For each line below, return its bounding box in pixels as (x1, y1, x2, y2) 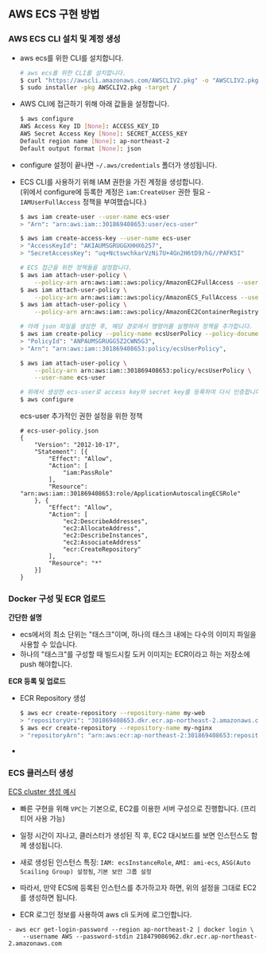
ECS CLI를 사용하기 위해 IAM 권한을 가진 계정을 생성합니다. (19, 177, 204, 186)
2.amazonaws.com (8, 940, 62, 948)
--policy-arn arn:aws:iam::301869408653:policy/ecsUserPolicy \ (34, 366, 252, 374)
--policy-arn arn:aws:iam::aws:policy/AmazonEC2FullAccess (34, 278, 234, 287)
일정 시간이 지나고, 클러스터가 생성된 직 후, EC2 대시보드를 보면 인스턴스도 (19, 831, 250, 840)
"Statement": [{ (34, 448, 88, 456)
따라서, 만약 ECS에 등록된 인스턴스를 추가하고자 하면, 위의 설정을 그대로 (19, 883, 242, 893)
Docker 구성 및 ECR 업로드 (8, 592, 106, 604)
